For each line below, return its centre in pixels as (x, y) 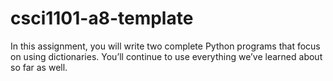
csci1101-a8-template (102, 18)
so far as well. (39, 67)
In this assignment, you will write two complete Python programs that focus (165, 46)
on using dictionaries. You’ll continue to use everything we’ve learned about (166, 56)
